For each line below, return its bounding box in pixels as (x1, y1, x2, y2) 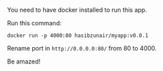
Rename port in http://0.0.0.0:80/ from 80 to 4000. (7, 44, 158, 52)
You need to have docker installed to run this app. (7, 6, 147, 14)
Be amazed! (7, 57, 41, 66)
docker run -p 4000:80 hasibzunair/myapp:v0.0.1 (7, 32, 149, 39)
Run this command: (7, 19, 62, 27)
